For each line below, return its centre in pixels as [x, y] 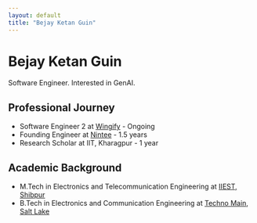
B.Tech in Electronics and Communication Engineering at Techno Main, [134, 203]
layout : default [34, 15]
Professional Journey [62, 108]
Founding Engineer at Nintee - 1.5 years [83, 135]
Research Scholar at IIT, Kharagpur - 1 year [89, 143]
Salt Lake [34, 211]
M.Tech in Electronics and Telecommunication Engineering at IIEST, [128, 187]
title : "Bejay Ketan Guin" [52, 23]
